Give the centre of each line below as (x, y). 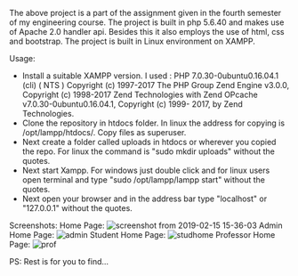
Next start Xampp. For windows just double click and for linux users (146, 170)
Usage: (22, 58)
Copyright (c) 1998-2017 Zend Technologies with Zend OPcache (140, 94)
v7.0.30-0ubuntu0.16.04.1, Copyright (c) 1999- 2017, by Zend (132, 104)
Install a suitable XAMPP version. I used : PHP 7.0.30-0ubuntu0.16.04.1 (150, 76)
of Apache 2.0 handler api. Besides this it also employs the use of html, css (147, 32)
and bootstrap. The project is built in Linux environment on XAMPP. (132, 41)
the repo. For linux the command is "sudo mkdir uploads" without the (149, 151)
